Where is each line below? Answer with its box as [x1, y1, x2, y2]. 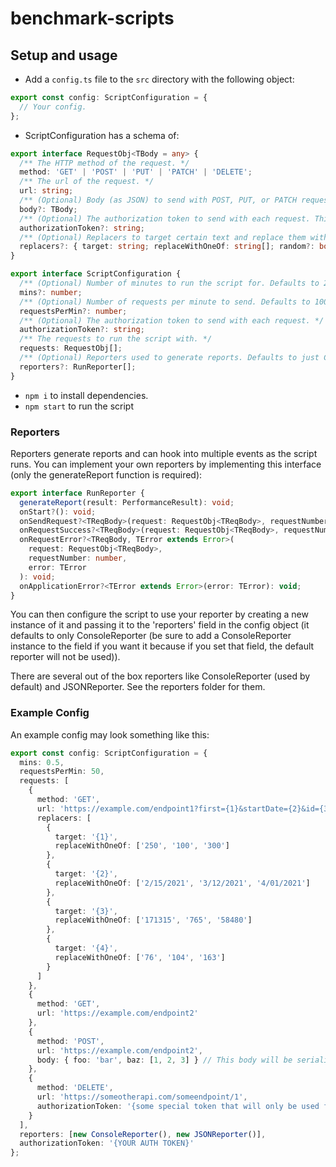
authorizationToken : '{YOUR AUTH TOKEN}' [19, 1138, 195, 1149]
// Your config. [19, 102, 87, 112]
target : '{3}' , [54, 906, 118, 916]
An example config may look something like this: [10, 728, 210, 741]
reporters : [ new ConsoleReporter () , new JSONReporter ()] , [19, 1129, 267, 1139]
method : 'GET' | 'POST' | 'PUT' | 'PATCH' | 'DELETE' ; [19, 167, 253, 177]
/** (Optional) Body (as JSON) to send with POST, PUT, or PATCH [19, 195, 298, 205]
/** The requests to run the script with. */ [19, 334, 213, 344]
